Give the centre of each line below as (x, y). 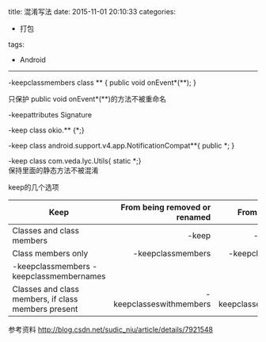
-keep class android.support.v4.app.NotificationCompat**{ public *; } (122, 146)
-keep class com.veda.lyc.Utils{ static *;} (75, 161)
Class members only (50, 254)
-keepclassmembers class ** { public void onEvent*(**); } (102, 83)
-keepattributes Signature (50, 115)
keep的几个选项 (34, 187)
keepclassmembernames (59, 276)
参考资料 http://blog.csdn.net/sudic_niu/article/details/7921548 (111, 329)
